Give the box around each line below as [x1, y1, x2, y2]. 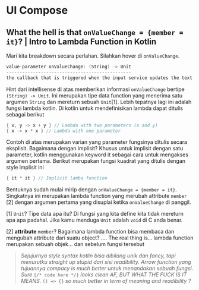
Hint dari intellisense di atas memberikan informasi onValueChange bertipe [6, 86, 185, 93]
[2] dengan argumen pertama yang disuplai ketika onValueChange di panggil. [6, 198, 191, 206]
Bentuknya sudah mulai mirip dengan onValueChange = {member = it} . [6, 186, 177, 193]
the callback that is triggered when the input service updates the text [6, 75, 193, 81]
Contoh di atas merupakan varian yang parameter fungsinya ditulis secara [6, 138, 188, 146]
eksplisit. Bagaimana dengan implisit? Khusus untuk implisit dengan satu [6, 145, 184, 152]
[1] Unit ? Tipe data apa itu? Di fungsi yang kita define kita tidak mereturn [6, 210, 184, 218]
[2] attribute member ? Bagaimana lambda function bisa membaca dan [6, 228, 175, 235]
